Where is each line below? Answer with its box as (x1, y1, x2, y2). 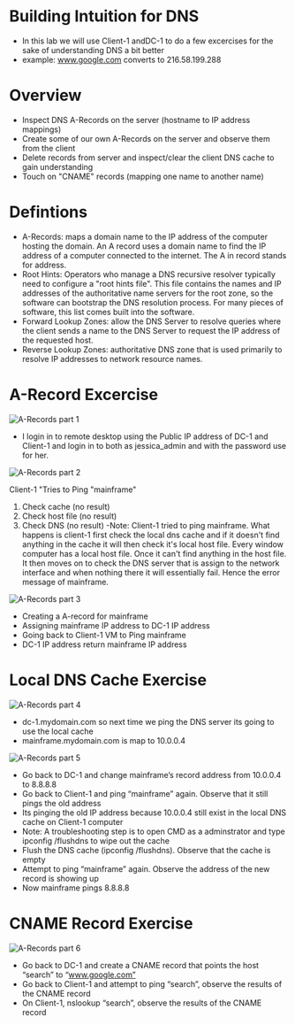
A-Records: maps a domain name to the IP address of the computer (21, 231, 268, 242)
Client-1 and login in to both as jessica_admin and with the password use (21, 440, 287, 451)
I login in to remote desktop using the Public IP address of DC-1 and (21, 431, 269, 442)
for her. (21, 450, 49, 460)
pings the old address (21, 798, 102, 808)
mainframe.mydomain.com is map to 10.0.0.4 (21, 735, 186, 745)
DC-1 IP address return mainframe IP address (21, 639, 187, 650)
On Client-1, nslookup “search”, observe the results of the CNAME (21, 998, 262, 1008)
